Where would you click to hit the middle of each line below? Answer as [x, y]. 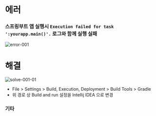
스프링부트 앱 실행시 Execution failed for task [59, 26]
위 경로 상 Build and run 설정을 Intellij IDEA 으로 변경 [63, 95]
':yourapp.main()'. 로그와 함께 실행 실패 [51, 34]
